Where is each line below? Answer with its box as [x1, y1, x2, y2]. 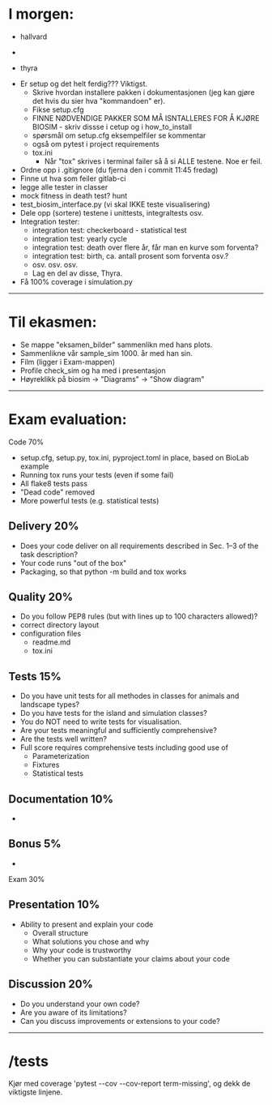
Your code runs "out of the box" [19, 558, 127, 567]
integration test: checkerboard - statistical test [32, 225, 188, 235]
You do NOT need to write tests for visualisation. [19, 717, 182, 726]
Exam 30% [8, 874, 45, 884]
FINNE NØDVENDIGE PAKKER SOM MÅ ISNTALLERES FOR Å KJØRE [32, 113, 260, 122]
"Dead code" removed [19, 487, 96, 497]
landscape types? [19, 700, 79, 709]
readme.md [32, 637, 71, 647]
